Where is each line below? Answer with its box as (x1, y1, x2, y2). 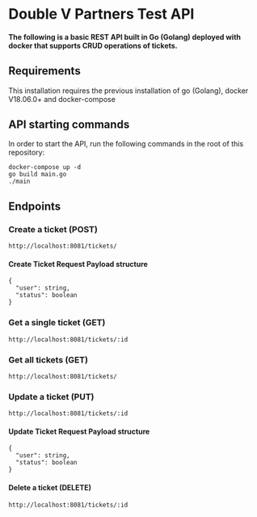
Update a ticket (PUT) (8, 391, 95, 402)
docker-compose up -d (8, 163, 82, 172)
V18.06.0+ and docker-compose (8, 94, 116, 104)
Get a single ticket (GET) (8, 317, 106, 328)
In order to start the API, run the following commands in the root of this (8, 139, 244, 149)
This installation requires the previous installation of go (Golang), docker (8, 86, 249, 95)
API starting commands (8, 117, 130, 131)
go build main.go (8, 171, 67, 179)
